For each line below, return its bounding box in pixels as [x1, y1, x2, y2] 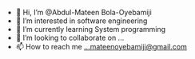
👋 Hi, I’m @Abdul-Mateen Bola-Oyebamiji [15, 8, 152, 17]
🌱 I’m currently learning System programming [15, 25, 166, 33]
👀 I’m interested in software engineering [15, 16, 148, 26]
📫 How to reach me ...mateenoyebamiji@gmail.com [15, 42, 188, 51]
